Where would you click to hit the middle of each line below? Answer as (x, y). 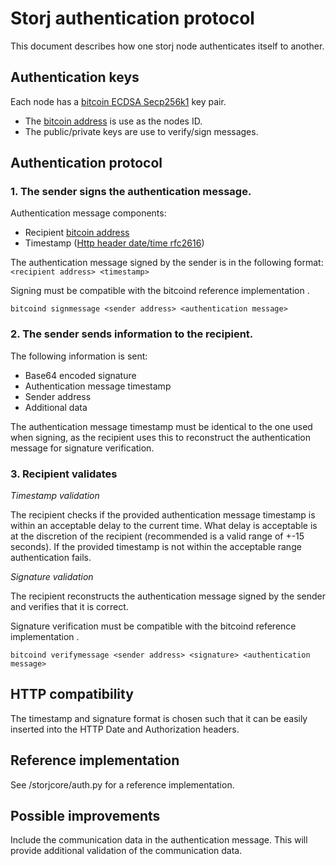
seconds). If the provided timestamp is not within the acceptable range (156, 547)
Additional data (56, 407)
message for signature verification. (82, 448)
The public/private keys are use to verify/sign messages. (141, 131)
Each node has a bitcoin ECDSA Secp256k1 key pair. (118, 101)
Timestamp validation (55, 496)
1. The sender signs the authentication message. (131, 192)
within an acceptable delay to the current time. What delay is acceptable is (164, 526)
